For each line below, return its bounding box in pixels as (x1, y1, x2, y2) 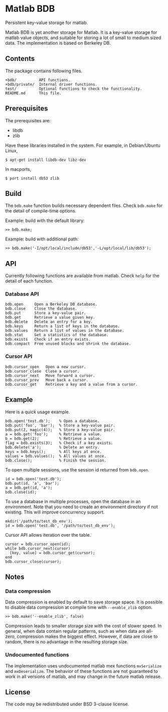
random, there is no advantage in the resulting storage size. (5, 639, 129, 645)
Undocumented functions (5, 651, 69, 658)
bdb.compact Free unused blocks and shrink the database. (5, 341, 131, 346)
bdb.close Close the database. (5, 306, 78, 311)
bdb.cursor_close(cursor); (5, 559, 62, 564)
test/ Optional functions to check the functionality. (5, 86, 142, 91)
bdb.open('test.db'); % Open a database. (5, 418, 100, 423)
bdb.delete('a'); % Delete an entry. (5, 444, 100, 450)
